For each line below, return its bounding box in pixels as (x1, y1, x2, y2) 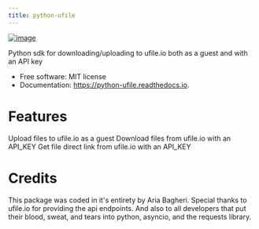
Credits (8, 169, 57, 187)
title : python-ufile (8, 11, 76, 20)
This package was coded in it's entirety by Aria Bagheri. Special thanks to (8, 195, 247, 205)
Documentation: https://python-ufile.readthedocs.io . (19, 80, 190, 89)
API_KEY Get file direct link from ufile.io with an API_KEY (8, 142, 191, 151)
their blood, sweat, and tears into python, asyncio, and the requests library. (8, 212, 252, 221)
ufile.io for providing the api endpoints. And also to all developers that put (8, 203, 246, 213)
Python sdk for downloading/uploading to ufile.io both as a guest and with (8, 48, 248, 57)
